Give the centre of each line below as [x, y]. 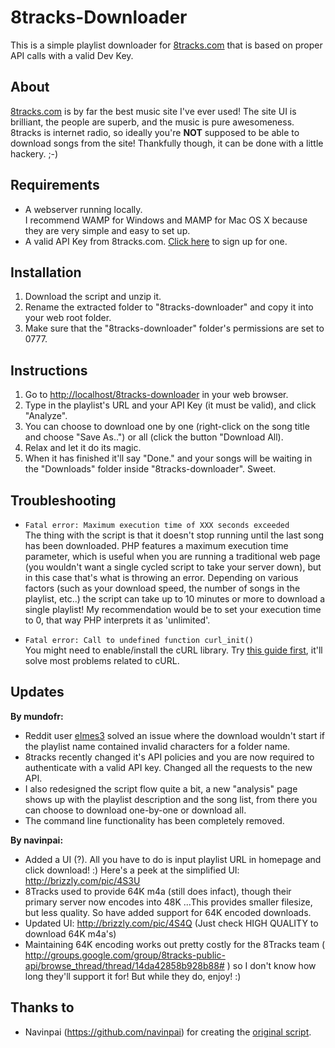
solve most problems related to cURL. [102, 660]
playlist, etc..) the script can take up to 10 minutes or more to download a [175, 599]
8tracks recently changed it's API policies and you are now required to [169, 757]
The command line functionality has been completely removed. [154, 820]
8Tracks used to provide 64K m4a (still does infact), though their [158, 891]
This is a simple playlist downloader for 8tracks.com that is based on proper [166, 45]
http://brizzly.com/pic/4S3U [82, 880]
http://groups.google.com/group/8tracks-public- [125, 955]
